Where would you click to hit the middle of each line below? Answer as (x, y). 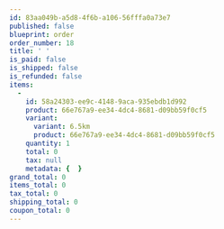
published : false (42, 26)
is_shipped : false (44, 69)
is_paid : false (38, 60)
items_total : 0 (38, 186)
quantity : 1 (48, 143)
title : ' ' (30, 51)
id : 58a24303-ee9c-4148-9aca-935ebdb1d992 (106, 101)
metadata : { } (54, 169)
